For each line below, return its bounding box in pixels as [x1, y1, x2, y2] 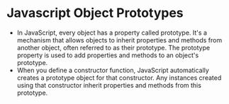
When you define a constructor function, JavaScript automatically [16, 66, 210, 74]
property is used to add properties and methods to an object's [16, 51, 199, 59]
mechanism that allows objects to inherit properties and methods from [16, 35, 223, 44]
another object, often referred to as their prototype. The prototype [16, 43, 211, 52]
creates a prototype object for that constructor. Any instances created [16, 73, 222, 82]
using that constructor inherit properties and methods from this [16, 81, 201, 89]
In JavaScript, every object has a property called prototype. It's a [16, 28, 207, 37]
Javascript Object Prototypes [6, 5, 184, 21]
